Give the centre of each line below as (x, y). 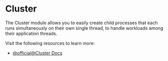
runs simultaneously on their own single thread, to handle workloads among (84, 28)
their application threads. (31, 33)
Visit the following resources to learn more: (50, 43)
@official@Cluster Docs (37, 53)
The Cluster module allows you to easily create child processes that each (81, 23)
